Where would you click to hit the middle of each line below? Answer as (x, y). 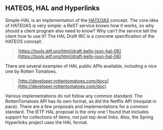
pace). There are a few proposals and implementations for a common (77, 106)
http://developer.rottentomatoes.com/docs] (64, 81)
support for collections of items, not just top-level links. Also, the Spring (79, 117)
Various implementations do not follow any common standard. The (74, 96)
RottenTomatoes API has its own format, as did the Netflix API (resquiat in (81, 101)
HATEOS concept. (24, 41)
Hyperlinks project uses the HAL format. (47, 122)
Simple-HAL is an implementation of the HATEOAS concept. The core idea (82, 20)
